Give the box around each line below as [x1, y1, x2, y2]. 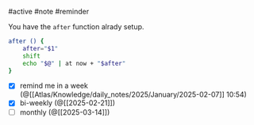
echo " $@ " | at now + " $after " [22, 59, 126, 67]
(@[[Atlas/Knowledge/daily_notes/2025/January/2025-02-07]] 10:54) [19, 90, 248, 100]
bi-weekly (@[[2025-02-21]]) [19, 98, 116, 108]
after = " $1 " [22, 44, 59, 52]
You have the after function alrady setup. [8, 22, 144, 31]
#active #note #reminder [8, 7, 90, 16]
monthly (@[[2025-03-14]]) [19, 107, 110, 117]
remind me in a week [19, 81, 89, 90]
